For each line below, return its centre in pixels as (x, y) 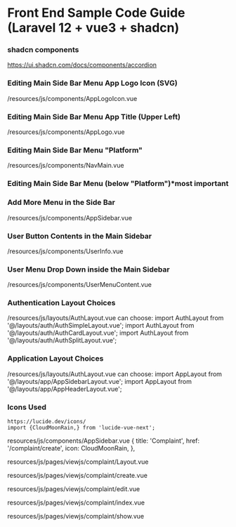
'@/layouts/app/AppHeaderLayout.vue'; (65, 389)
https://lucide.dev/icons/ (47, 422)
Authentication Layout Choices (61, 303)
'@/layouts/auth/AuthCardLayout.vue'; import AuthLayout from (98, 333)
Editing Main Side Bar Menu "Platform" (75, 150)
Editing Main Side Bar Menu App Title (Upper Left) (94, 116)
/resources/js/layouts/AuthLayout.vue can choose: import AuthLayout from (116, 318)
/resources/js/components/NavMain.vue (66, 166)
